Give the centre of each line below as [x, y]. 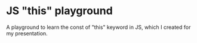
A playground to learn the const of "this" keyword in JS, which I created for [98, 27]
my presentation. [27, 33]
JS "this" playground [60, 11]
